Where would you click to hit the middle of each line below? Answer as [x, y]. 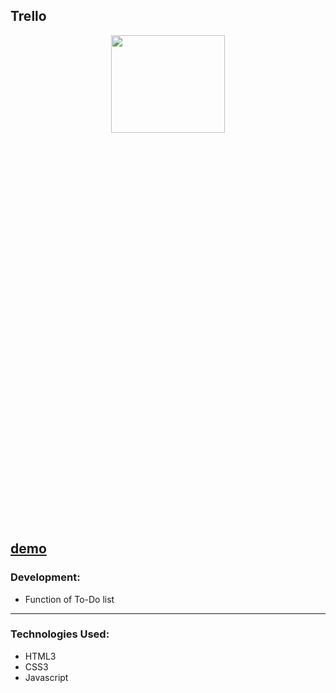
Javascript [46, 677]
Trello [28, 16]
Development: [45, 577]
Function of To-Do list [69, 599]
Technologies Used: [60, 634]
